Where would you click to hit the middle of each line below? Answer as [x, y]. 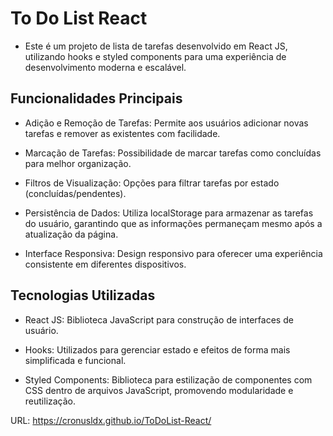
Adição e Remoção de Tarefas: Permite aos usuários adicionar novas [166, 123]
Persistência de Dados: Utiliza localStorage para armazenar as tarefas [169, 213]
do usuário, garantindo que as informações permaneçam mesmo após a [173, 223]
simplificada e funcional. [75, 360]
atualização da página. [71, 234]
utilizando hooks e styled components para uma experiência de [155, 56]
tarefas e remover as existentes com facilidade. [122, 133]
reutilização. [50, 401]
